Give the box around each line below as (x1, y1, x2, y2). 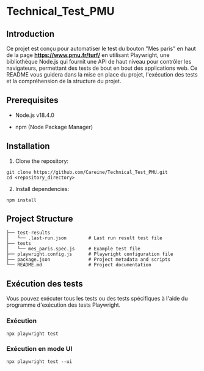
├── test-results (6, 230, 51, 236)
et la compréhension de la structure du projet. (6, 78, 122, 84)
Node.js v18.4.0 (15, 111, 55, 119)
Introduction (6, 29, 55, 39)
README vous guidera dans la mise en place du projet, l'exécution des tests (6, 71, 198, 78)
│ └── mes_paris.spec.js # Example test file (6, 246, 140, 252)
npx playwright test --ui (6, 358, 72, 365)
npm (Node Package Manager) (15, 123, 93, 130)
